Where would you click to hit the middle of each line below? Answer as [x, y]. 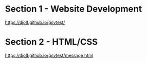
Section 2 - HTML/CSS [52, 42]
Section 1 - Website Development [73, 9]
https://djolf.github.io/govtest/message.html [49, 55]
